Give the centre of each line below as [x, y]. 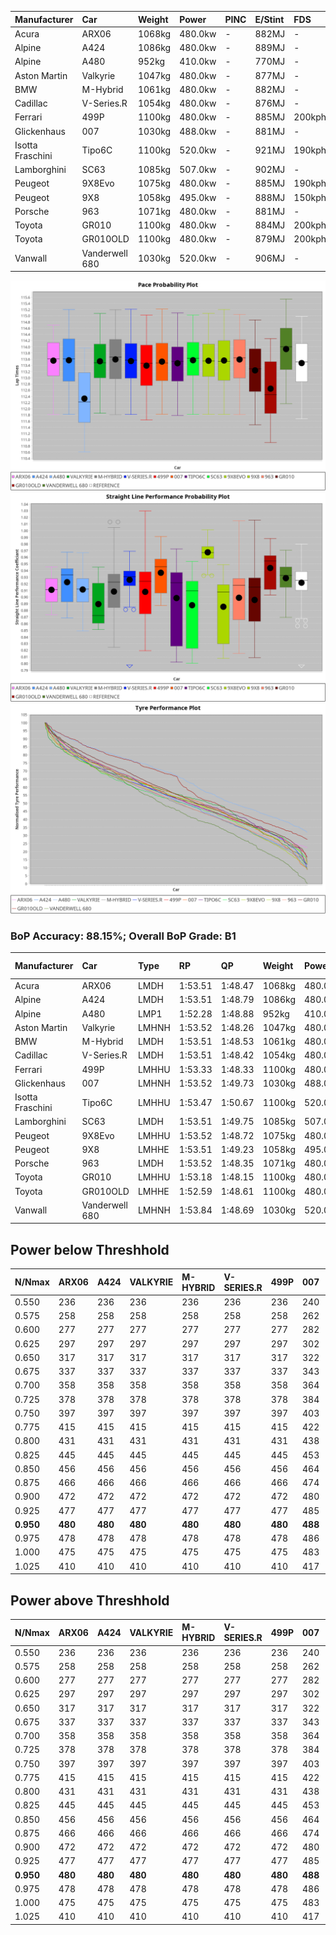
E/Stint [269, 19]
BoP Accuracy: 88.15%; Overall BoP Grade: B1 [123, 936]
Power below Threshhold [90, 1249]
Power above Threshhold [90, 1600]
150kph [310, 197]
